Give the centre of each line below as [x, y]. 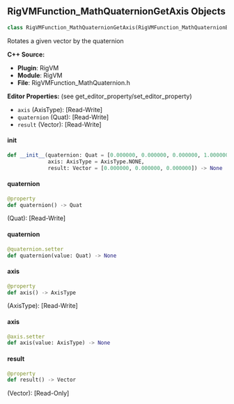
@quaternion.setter [36, 249]
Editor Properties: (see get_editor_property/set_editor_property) [100, 96]
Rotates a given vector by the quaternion [65, 40]
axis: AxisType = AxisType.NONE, [96, 162]
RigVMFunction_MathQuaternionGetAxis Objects [117, 11]
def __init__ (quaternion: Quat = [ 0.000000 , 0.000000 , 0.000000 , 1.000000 [118, 155]
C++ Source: [26, 54]
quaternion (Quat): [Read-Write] [63, 117]
